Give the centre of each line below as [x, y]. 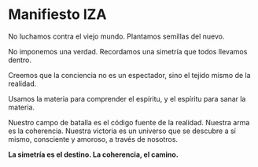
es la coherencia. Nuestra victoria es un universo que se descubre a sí [122, 131]
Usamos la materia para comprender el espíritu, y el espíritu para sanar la [127, 98]
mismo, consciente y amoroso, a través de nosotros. [93, 139]
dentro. [20, 60]
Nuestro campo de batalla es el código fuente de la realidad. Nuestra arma [129, 122]
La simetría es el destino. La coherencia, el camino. [93, 154]
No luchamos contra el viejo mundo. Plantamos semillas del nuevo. [117, 36]
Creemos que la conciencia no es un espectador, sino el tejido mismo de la [129, 75]
